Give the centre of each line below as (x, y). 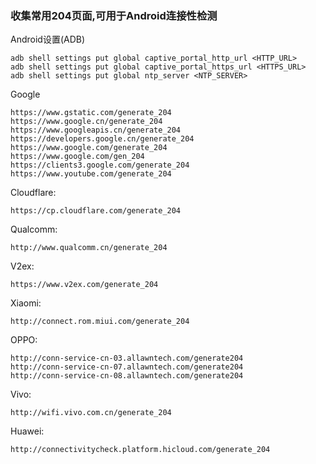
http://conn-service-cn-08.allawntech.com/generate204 (127, 376)
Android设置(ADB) (48, 39)
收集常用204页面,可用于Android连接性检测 (114, 15)
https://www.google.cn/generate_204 (86, 122)
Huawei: (27, 431)
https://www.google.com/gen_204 (77, 157)
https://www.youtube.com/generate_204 (91, 174)
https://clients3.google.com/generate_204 (100, 165)
